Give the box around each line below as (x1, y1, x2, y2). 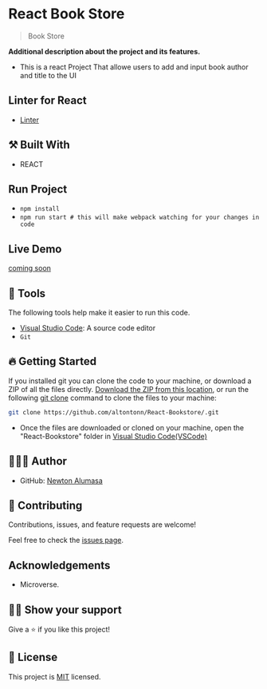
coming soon (8, 263, 52, 273)
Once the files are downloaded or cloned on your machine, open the (19, 422, 245, 432)
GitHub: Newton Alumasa (19, 476, 104, 485)
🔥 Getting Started (8, 354, 97, 368)
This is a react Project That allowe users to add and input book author (19, 61, 249, 72)
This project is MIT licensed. (8, 671, 101, 681)
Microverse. (19, 580, 60, 589)
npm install (19, 205, 60, 213)
